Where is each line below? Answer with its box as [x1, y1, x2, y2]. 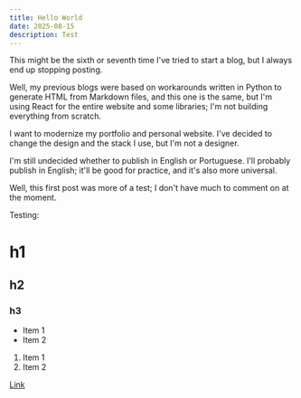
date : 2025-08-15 [9, 22, 75, 31]
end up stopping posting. [9, 64, 103, 75]
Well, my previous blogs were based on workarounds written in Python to [9, 82, 282, 93]
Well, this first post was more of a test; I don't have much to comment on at [9, 183, 289, 194]
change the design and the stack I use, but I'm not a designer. [9, 137, 240, 149]
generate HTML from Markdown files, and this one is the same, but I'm [9, 91, 273, 102]
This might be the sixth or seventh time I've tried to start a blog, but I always [9, 55, 293, 66]
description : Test [9, 30, 79, 39]
